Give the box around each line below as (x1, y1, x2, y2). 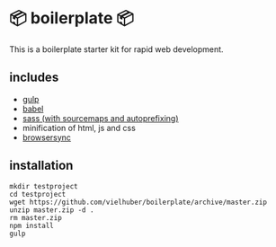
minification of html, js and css (22, 122, 137, 133)
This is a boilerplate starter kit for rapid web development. (9, 43, 224, 55)
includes (9, 70, 59, 85)
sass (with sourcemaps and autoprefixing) (22, 112, 179, 123)
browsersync (22, 132, 72, 143)
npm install (9, 221, 54, 230)
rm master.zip (9, 213, 63, 222)
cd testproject (9, 190, 67, 198)
